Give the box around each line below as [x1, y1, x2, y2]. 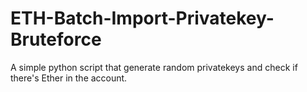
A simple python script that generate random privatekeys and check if [10, 61, 298, 73]
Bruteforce [10, 28, 102, 51]
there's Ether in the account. [10, 72, 128, 84]
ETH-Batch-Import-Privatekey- [10, 7, 275, 30]
